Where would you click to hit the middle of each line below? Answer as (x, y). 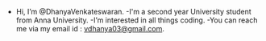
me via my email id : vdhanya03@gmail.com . (90, 29)
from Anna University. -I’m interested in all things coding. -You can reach (137, 20)
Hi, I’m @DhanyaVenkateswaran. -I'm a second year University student (133, 12)
